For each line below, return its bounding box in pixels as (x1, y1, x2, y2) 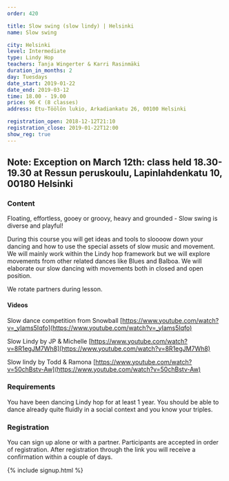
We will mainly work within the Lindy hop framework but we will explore (7, 250, 210, 258)
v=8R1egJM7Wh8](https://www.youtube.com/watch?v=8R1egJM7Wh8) (7, 344, 210, 353)
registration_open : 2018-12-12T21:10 (7, 118, 116, 125)
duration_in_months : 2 (7, 67, 72, 74)
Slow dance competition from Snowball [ (7, 316, 123, 324)
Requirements (7, 382, 56, 392)
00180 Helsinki (7, 178, 74, 190)
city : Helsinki (7, 41, 51, 48)
